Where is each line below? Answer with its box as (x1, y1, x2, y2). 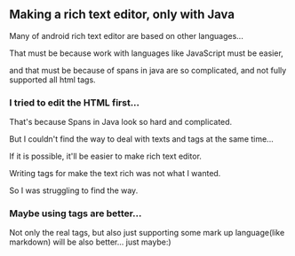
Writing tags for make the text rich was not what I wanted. (9, 168, 221, 179)
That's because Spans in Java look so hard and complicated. (9, 117, 233, 128)
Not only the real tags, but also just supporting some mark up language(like (9, 228, 285, 238)
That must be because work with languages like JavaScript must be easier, (9, 48, 284, 58)
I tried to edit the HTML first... (9, 97, 140, 109)
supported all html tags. (9, 74, 96, 85)
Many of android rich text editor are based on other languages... (9, 30, 244, 41)
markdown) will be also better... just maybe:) (9, 237, 171, 247)
